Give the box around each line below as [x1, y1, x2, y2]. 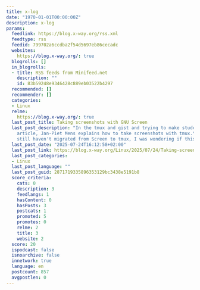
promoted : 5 [17, 214, 46, 220]
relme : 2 [17, 224, 39, 230]
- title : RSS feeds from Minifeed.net [11, 70, 108, 76]
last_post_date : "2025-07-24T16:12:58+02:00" [11, 141, 127, 148]
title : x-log [6, 8, 39, 15]
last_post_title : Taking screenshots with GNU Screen [11, 120, 148, 126]
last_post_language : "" [11, 164, 70, 170]
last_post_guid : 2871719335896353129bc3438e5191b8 [11, 169, 140, 176]
